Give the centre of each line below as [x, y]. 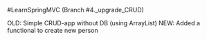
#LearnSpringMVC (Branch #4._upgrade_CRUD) [75, 10]
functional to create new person [53, 30]
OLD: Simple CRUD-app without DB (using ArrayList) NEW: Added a [104, 23]
